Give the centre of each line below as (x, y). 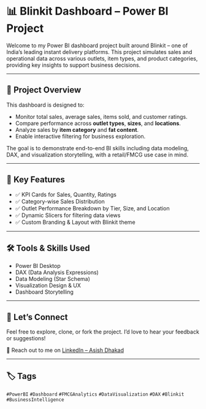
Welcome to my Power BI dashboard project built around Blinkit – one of (97, 45)
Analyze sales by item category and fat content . (77, 129)
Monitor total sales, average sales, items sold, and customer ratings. (101, 117)
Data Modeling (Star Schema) (53, 279)
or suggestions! (26, 338)
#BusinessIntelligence (35, 400)
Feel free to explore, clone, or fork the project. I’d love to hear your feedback (103, 332)
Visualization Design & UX (48, 286)
